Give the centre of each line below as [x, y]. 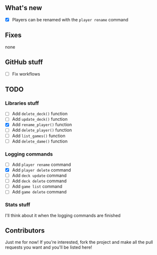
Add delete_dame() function [40, 141]
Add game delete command [39, 192]
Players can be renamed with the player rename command [70, 19]
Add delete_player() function [42, 130]
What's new [24, 8]
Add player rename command [41, 164]
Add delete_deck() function [40, 114]
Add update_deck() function [40, 119]
